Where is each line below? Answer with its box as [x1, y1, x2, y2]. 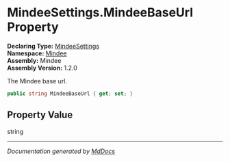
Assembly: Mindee [7, 56, 62, 64]
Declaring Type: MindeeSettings [7, 42, 99, 50]
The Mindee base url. [7, 77, 67, 85]
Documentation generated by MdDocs [7, 147, 115, 155]
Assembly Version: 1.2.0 [7, 64, 77, 72]
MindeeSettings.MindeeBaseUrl [7, 5, 194, 21]
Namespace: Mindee [7, 49, 67, 57]
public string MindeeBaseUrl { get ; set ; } [7, 90, 133, 97]
